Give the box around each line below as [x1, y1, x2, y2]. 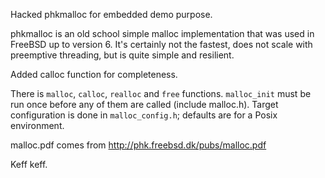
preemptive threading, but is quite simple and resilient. [10, 49, 235, 61]
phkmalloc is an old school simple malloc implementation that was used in [10, 28, 315, 39]
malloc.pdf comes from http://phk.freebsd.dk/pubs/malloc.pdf [10, 139, 267, 151]
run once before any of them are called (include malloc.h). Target [10, 99, 279, 110]
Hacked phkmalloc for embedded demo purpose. [10, 9, 213, 20]
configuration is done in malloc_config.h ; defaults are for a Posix [10, 109, 278, 121]
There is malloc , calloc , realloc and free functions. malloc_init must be [10, 88, 312, 99]
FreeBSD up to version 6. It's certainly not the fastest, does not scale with [10, 39, 313, 50]
